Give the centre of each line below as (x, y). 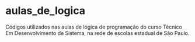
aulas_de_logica (46, 11)
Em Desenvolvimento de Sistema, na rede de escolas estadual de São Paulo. (97, 33)
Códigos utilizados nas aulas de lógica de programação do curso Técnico (94, 27)
